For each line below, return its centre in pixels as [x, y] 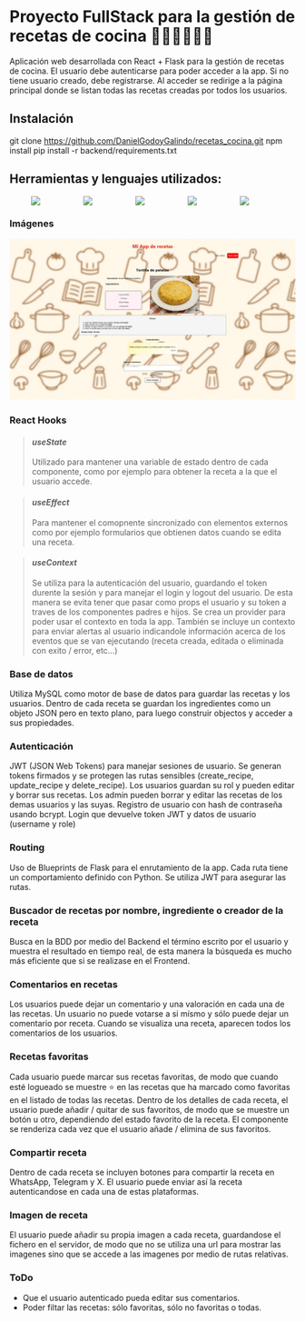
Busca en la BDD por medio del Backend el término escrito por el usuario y [149, 942]
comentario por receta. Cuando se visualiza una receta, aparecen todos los [150, 1024]
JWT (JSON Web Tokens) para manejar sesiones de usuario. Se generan [145, 766]
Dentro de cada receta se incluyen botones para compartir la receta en [142, 1172]
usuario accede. [62, 481]
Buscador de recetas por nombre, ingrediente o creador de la [147, 910]
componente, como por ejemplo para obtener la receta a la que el [154, 472]
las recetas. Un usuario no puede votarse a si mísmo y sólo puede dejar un [149, 1014]
